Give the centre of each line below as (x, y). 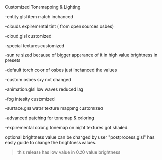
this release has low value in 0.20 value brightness (69, 152)
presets (13, 60)
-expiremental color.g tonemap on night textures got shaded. (67, 128)
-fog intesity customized (30, 99)
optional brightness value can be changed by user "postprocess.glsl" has (80, 137)
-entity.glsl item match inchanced (39, 17)
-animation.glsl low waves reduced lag (44, 89)
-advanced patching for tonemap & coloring (50, 118)
